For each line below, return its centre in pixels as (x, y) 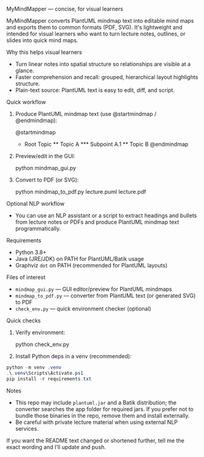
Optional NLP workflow (36, 204)
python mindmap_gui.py (46, 168)
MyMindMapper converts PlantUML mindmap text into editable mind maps (100, 21)
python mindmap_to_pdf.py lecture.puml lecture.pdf (81, 192)
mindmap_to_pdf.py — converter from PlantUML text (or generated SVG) (105, 296)
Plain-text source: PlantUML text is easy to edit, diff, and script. (95, 90)
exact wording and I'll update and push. (56, 447)
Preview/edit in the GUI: (45, 156)
